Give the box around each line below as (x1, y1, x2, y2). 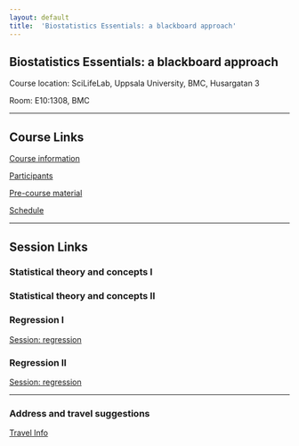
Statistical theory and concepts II (9, 290, 156, 302)
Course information (9, 153, 80, 164)
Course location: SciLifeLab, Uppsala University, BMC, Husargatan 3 (9, 78, 260, 89)
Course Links (9, 129, 85, 145)
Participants (9, 170, 53, 181)
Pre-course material (9, 188, 83, 199)
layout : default (9, 12, 69, 22)
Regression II (9, 356, 67, 368)
